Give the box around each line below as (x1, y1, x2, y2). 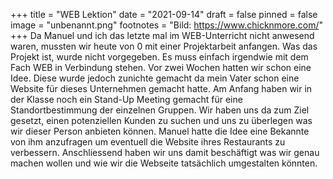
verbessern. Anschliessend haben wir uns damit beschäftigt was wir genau (10, 147, 320, 158)
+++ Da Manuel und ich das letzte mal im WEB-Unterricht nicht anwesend (10, 30, 315, 41)
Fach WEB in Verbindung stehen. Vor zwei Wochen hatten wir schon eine (10, 62, 312, 73)
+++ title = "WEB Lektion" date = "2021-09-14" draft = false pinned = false (10, 9, 318, 20)
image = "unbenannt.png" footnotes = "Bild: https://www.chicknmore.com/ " (10, 19, 323, 31)
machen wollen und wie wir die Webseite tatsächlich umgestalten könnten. (10, 157, 318, 169)
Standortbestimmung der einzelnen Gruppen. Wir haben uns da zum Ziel (10, 104, 310, 116)
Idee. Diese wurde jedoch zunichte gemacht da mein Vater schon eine (10, 72, 300, 84)
